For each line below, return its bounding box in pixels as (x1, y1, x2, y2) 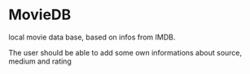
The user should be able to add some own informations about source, (8, 47, 243, 57)
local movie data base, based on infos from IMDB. (8, 32, 176, 42)
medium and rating (8, 56, 72, 66)
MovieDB (8, 6, 72, 24)
